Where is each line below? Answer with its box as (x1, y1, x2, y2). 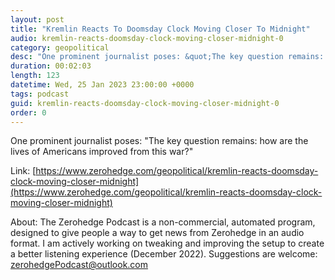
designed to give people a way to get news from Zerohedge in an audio (10, 227, 305, 239)
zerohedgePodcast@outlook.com (10, 259, 149, 271)
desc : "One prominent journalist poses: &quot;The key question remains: (10, 52, 325, 62)
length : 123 (10, 71, 60, 81)
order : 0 (10, 107, 47, 118)
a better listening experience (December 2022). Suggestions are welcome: (10, 248, 318, 260)
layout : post (10, 14, 65, 25)
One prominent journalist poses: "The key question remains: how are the (10, 135, 309, 147)
